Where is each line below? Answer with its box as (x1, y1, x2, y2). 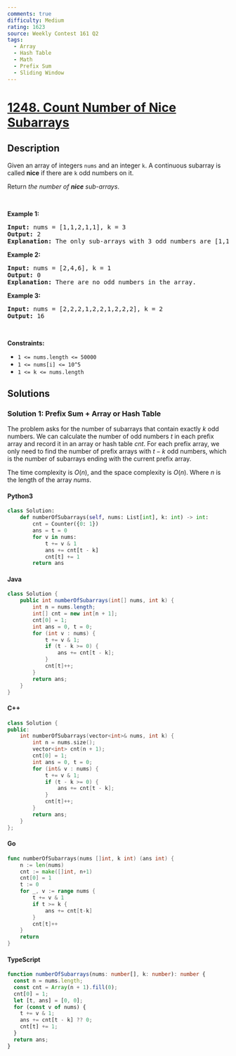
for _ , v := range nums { (20, 888, 96, 895)
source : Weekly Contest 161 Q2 (7, 30, 99, 37)
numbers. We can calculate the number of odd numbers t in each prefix (7, 432, 214, 440)
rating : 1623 (7, 23, 46, 30)
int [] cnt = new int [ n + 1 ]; (32, 610, 118, 618)
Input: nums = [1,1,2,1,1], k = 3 (7, 223, 126, 231)
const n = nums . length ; (13, 977, 83, 985)
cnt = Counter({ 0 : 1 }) (32, 521, 99, 528)
